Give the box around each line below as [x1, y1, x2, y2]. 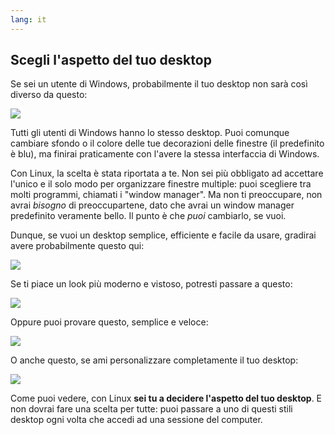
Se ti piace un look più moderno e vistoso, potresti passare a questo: [10, 278, 293, 290]
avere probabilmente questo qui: [10, 240, 145, 252]
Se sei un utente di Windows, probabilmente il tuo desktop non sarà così [10, 78, 308, 90]
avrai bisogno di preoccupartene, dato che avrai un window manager [10, 199, 295, 211]
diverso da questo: [10, 89, 88, 101]
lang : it [10, 14, 47, 25]
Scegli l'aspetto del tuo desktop [10, 52, 212, 69]
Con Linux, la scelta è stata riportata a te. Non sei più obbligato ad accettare [10, 167, 324, 180]
